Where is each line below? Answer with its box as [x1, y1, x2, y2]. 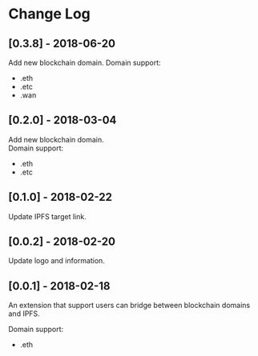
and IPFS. [8, 309, 40, 318]
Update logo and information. [8, 256, 106, 266]
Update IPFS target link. [8, 211, 87, 221]
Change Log [8, 5, 91, 23]
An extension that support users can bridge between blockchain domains [8, 301, 251, 310]
